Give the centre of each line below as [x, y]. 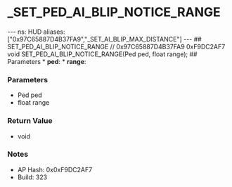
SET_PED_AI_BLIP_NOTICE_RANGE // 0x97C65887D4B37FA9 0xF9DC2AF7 [116, 46]
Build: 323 [32, 177]
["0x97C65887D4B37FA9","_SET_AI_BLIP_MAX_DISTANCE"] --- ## [104, 39]
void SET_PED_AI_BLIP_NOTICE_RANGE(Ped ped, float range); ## [103, 54]
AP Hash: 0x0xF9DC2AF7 [55, 169]
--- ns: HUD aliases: [36, 32]
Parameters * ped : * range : [47, 61]
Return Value [30, 121]
